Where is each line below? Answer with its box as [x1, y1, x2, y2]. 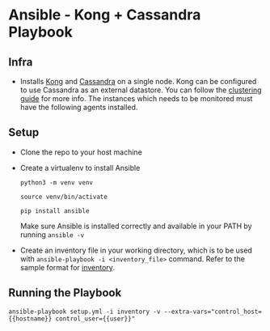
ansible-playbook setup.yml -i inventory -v [8, 308, 161, 316]
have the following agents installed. [19, 103, 138, 112]
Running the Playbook [8, 286, 122, 300]
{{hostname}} [8, 314, 53, 323]
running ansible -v [19, 229, 85, 240]
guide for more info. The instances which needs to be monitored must [19, 94, 253, 103]
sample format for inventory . [19, 262, 116, 272]
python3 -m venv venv [19, 178, 93, 187]
